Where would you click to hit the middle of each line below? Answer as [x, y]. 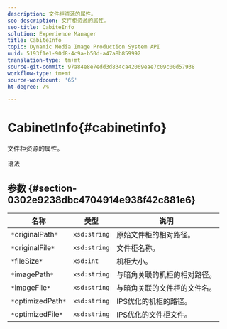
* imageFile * [31, 287]
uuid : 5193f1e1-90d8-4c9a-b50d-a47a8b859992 [74, 54]
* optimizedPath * [39, 301]
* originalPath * [34, 234]
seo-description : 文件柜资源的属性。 [58, 21]
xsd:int [86, 261]
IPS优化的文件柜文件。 [154, 315]
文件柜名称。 [138, 248]
